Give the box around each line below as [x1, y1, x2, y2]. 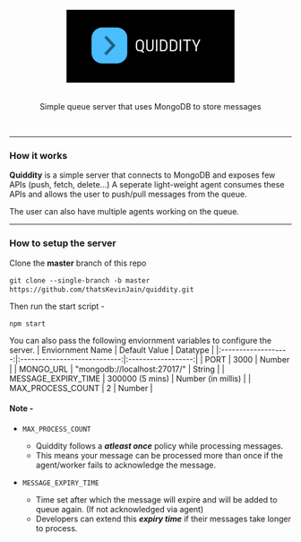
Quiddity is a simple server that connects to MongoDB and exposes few [9, 170, 276, 180]
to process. [35, 522, 78, 533]
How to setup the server [9, 237, 116, 249]
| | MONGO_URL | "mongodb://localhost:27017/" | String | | [9, 363, 226, 374]
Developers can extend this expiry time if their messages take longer [35, 513, 292, 524]
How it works [9, 149, 68, 162]
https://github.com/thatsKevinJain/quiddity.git [9, 284, 194, 294]
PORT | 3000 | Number [204, 354, 290, 364]
